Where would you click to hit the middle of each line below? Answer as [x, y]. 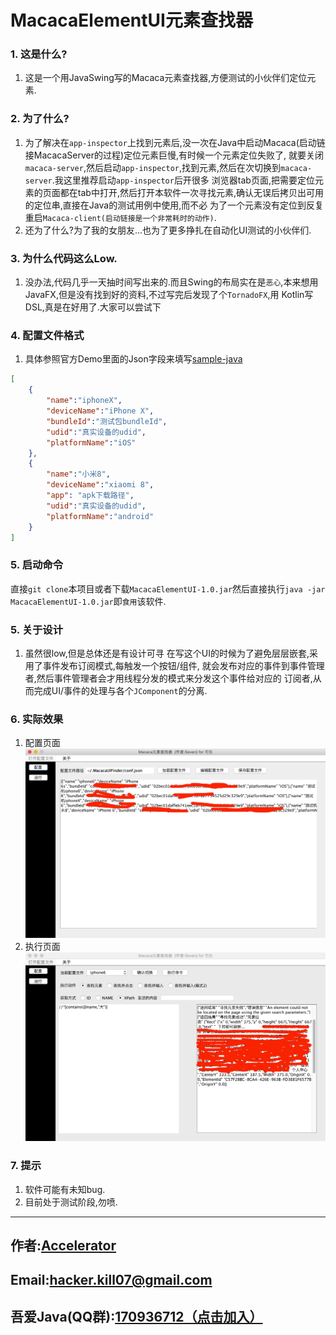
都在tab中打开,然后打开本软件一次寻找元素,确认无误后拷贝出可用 [191, 192]
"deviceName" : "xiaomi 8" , [100, 485]
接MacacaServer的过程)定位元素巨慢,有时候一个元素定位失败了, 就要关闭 [174, 155]
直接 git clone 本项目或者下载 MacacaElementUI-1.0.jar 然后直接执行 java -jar [168, 588]
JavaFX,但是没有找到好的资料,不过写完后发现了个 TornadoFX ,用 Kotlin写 [169, 295]
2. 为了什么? [40, 119]
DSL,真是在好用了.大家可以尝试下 [93, 307]
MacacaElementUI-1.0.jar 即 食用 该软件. [88, 601]
